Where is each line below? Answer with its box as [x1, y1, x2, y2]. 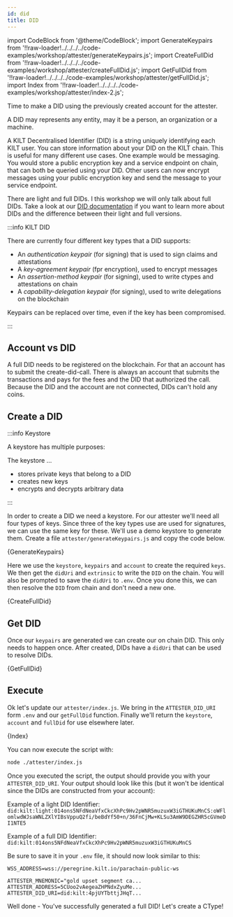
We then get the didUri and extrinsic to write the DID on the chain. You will [7, 568, 225, 577]
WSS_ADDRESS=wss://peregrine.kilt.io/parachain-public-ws [7, 865, 179, 872]
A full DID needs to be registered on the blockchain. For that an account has [7, 360, 225, 369]
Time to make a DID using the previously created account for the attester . [7, 101, 218, 110]
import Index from [7, 80, 59, 89]
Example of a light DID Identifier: [7, 799, 100, 808]
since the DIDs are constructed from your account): [7, 786, 156, 794]
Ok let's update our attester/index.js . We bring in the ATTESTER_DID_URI [7, 703, 216, 711]
